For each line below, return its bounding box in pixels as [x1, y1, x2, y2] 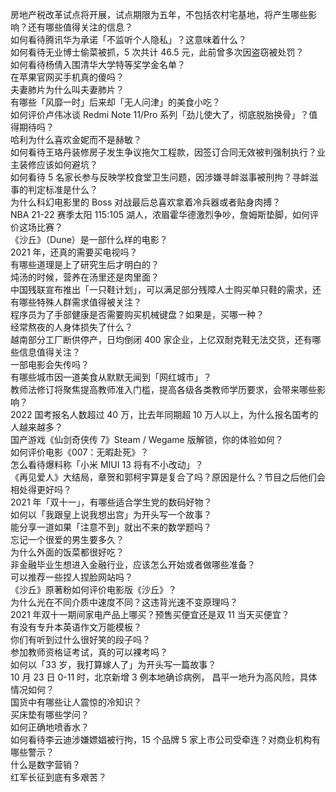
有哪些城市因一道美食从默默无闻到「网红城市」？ [10, 371, 212, 383]
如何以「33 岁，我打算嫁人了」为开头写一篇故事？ [10, 659, 217, 670]
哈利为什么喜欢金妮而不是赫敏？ [10, 134, 142, 145]
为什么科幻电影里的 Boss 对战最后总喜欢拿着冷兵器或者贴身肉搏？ [10, 196, 282, 208]
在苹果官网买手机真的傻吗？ [10, 71, 125, 83]
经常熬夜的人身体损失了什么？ [10, 321, 133, 333]
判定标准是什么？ [27, 184, 98, 195]
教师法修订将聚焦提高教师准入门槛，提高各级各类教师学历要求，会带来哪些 [10, 384, 317, 395]
